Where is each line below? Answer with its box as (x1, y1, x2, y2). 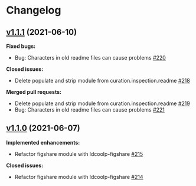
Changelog (6, 4, 61, 17)
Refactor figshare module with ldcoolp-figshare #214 (14, 173, 143, 180)
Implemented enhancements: (6, 139, 80, 146)
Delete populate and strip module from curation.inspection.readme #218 (14, 77, 190, 84)
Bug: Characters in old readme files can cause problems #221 (14, 106, 165, 113)
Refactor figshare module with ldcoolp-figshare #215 (14, 150, 143, 157)
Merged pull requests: (6, 89, 62, 95)
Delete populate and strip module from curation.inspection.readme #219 (14, 100, 190, 107)
